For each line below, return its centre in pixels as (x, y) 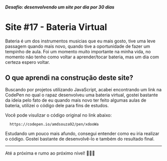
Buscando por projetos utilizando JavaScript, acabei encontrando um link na (83, 90)
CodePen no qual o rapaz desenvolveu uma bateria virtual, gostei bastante (82, 95)
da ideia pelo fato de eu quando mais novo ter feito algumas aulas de (76, 100)
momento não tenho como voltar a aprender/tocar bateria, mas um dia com (82, 57)
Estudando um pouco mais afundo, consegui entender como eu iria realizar (82, 134)
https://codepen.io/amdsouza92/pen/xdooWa (54, 125)
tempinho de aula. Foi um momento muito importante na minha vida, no (78, 51)
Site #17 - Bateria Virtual (56, 27)
